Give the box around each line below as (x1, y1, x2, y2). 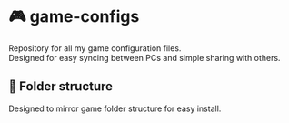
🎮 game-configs (8, 6, 140, 27)
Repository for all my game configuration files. (8, 42, 182, 54)
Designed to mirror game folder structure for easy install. (8, 103, 222, 114)
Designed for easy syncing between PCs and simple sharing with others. (8, 52, 281, 63)
